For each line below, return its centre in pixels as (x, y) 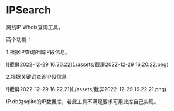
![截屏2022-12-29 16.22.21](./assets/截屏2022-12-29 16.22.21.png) (86, 89)
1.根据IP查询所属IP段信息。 (38, 52)
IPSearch (29, 10)
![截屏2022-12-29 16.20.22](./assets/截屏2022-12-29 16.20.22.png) (87, 64)
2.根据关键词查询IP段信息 (37, 77)
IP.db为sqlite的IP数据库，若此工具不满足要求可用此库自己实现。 (83, 101)
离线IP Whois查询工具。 (35, 27)
